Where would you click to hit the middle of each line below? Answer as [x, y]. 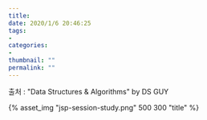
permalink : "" [32, 68]
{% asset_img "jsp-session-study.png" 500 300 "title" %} [104, 107]
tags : [17, 30]
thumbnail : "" [32, 61]
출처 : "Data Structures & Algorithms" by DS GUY [89, 91]
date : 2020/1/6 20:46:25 [50, 23]
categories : [28, 46]
